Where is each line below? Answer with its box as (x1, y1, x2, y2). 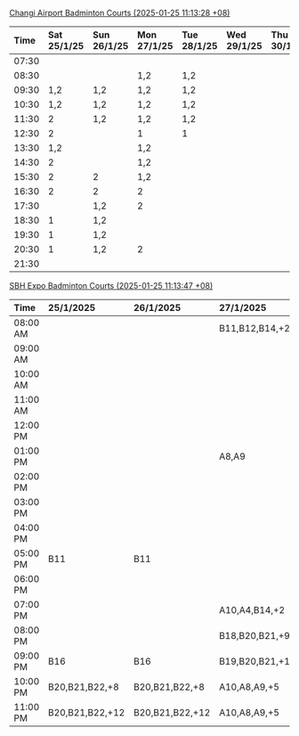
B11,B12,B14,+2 (219, 323, 291, 334)
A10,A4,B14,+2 (219, 604, 286, 616)
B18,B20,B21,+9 (219, 630, 291, 642)
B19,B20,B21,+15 (219, 655, 296, 667)
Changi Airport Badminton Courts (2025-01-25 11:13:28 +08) (9, 8, 230, 18)
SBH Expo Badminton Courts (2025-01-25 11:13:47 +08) (9, 281, 214, 290)
